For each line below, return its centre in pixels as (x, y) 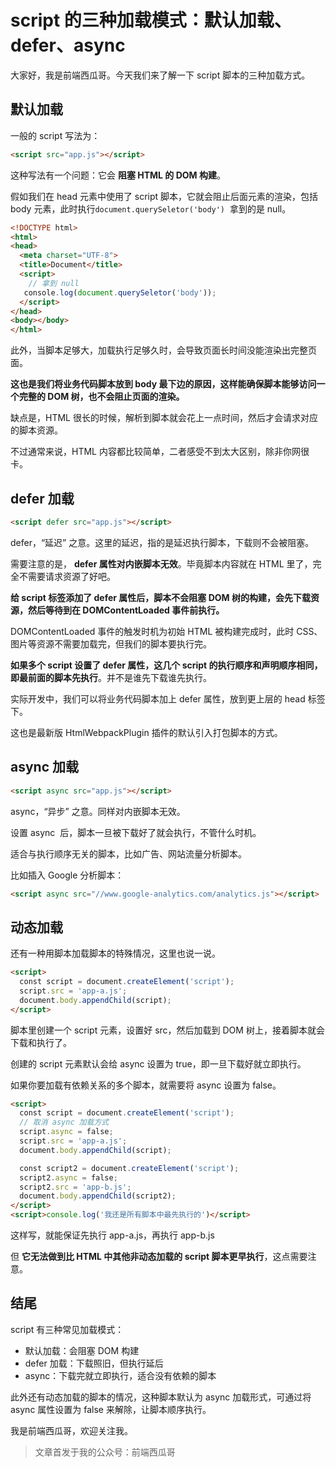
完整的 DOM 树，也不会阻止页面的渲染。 (101, 397)
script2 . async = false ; (68, 1177)
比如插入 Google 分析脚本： (67, 875)
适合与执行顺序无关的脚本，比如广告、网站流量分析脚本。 (128, 853)
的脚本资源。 (36, 430)
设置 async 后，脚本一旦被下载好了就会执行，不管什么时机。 (136, 832)
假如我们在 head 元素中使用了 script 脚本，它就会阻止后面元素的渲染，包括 (164, 196)
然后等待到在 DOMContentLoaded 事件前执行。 (126, 610)
